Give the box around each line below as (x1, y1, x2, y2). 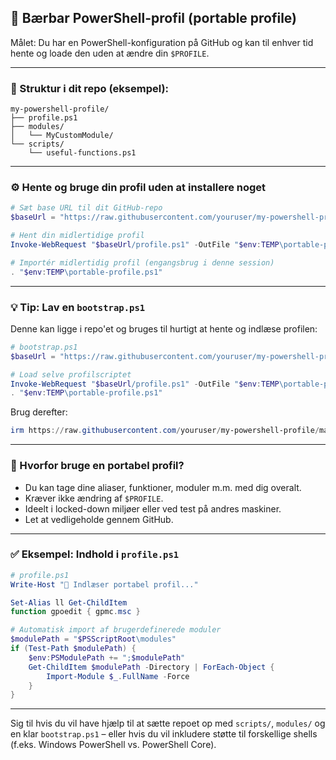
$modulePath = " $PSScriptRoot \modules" (10, 634, 177, 645)
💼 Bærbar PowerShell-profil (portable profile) (10, 10, 298, 27)
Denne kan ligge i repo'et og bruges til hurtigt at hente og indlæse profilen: (10, 322, 318, 335)
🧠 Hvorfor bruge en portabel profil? (10, 459, 185, 473)
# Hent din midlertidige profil (10, 231, 145, 241)
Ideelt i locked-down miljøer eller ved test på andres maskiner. (24, 502, 282, 515)
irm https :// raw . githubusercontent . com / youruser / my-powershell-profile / (10, 426, 320, 436)
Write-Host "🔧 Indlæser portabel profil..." (10, 579, 199, 590)
